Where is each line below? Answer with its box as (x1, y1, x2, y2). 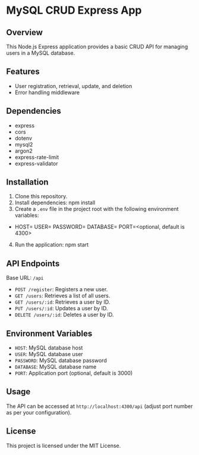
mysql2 (14, 141, 33, 148)
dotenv (14, 135, 33, 142)
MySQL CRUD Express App (6, 4, 142, 17)
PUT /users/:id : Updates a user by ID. (14, 305, 108, 312)
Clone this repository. (14, 193, 68, 200)
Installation (6, 177, 49, 188)
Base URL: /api (6, 275, 44, 282)
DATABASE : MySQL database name (14, 363, 97, 370)
